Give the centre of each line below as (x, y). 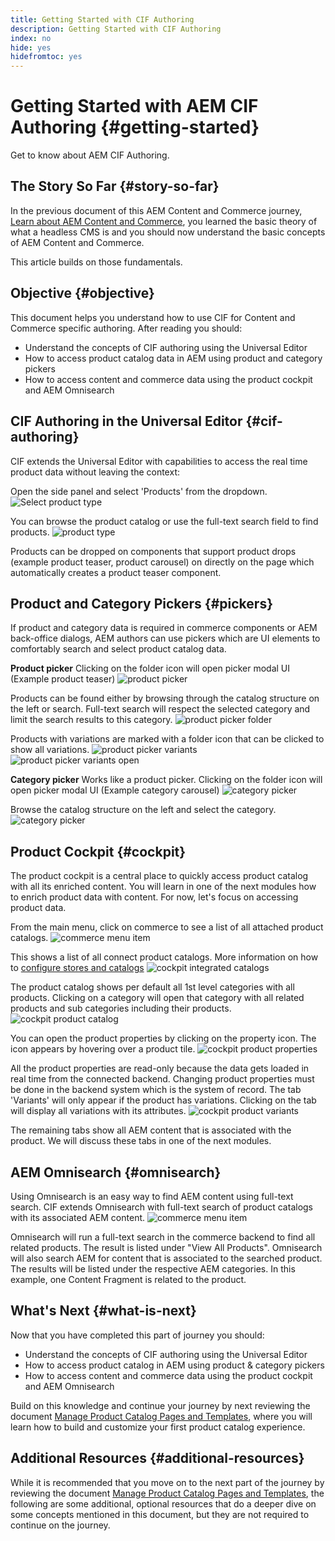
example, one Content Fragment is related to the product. (128, 1279)
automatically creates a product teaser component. (116, 572)
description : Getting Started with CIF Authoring (116, 29)
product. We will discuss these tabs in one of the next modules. (141, 1141)
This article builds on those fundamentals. (96, 262)
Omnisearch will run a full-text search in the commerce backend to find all (163, 1237)
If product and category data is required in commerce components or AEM (164, 628)
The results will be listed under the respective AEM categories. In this (153, 1268)
